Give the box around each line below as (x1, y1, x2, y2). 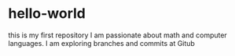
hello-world (8, 5, 86, 23)
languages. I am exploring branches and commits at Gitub (8, 38, 195, 47)
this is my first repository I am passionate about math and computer (8, 30, 228, 40)
